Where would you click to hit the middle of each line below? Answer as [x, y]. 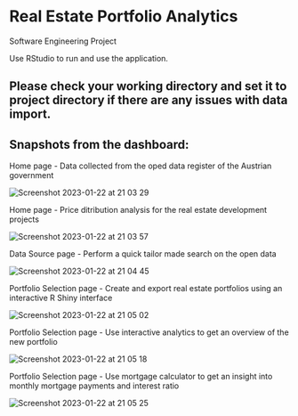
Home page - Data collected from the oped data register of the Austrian [141, 166]
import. [30, 114]
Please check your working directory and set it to [148, 86]
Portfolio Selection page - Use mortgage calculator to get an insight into [141, 377]
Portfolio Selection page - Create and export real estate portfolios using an [146, 289]
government [32, 175]
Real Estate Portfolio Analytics [124, 16]
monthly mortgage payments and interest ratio [94, 386]
